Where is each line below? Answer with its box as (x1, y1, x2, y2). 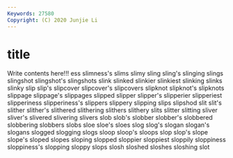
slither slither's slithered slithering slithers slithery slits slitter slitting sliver (7, 106, 218, 114)
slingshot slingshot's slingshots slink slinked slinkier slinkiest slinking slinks (7, 77, 223, 85)
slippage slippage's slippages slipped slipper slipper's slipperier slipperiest (7, 91, 223, 100)
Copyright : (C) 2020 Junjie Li (7, 17, 98, 24)
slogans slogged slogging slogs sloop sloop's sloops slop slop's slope (7, 128, 209, 137)
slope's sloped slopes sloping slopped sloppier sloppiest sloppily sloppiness (7, 136, 226, 144)
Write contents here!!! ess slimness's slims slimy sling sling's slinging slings (7, 69, 224, 78)
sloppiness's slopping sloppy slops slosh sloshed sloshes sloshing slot (7, 143, 210, 151)
